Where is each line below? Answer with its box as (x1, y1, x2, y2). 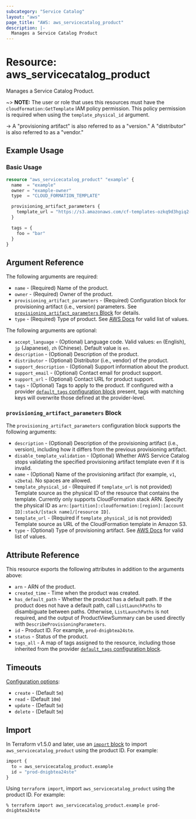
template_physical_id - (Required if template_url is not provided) (14, 483, 172, 490)
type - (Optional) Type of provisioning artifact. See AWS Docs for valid (14, 527, 184, 534)
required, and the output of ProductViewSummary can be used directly (14, 615, 185, 622)
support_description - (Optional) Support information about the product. (14, 363, 190, 370)
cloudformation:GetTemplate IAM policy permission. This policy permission (6, 105, 186, 112)
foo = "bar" (16, 230, 45, 236)
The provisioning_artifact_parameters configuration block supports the (6, 422, 181, 429)
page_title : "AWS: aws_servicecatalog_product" (6, 19, 124, 25)
